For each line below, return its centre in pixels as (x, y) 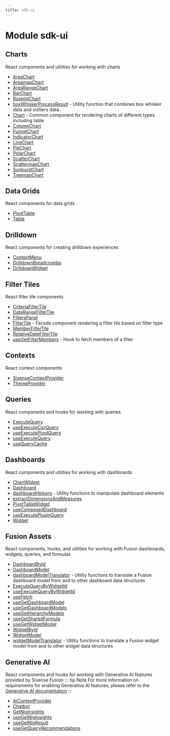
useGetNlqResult (30, 723)
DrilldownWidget (30, 268)
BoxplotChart (27, 99)
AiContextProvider (32, 701)
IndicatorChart (28, 137)
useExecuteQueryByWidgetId (44, 592)
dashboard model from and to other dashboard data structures (79, 580)
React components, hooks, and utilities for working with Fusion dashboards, (85, 549)
